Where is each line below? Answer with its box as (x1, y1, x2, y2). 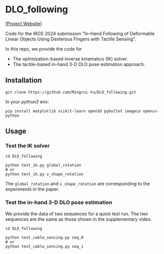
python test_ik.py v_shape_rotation (5, 172, 84, 177)
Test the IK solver (5, 142, 50, 150)
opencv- (142, 109, 159, 114)
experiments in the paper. (5, 186, 59, 193)
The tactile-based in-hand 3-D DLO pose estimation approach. (12, 61, 146, 67)
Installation (5, 76, 42, 85)
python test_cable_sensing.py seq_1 (5, 244, 84, 249)
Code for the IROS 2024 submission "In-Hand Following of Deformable (5, 30, 155, 36)
